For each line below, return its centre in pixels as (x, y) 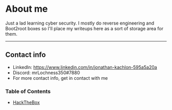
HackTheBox (26, 102)
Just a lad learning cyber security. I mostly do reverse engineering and (80, 23)
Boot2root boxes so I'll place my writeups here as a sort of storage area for (84, 28)
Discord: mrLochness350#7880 (46, 73)
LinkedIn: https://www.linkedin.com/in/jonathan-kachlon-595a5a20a (85, 67)
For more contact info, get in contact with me (60, 78)
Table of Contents (28, 91)
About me (27, 9)
